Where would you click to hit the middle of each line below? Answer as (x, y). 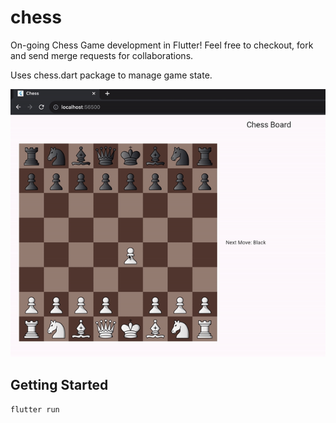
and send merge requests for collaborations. (102, 55)
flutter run (35, 410)
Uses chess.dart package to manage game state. (111, 75)
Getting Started (59, 384)
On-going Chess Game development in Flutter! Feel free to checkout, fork (162, 45)
